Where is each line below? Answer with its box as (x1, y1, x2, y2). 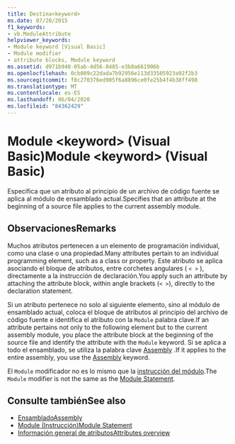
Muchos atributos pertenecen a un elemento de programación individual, (7, 241, 220, 250)
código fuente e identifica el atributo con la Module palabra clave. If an (7, 315, 210, 323)
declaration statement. (7, 287, 73, 295)
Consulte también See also (7, 395, 126, 407)
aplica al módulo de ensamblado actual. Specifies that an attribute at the (7, 194, 217, 203)
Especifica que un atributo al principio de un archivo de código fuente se (7, 187, 219, 195)
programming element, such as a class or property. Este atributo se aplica (7, 256, 223, 265)
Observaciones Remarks (7, 223, 117, 235)
